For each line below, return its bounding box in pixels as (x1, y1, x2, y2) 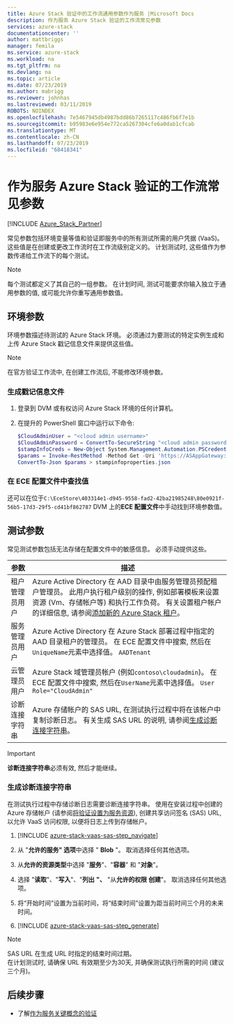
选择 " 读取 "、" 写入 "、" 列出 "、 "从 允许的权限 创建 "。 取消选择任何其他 (17, 875, 221, 883)
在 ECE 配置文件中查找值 (7, 476, 89, 486)
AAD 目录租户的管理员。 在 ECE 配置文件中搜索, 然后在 (32, 636, 212, 646)
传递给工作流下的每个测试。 (13, 251, 93, 259)
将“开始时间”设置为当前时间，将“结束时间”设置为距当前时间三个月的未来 (17, 898, 224, 907)
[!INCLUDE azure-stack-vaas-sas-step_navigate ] (17, 831, 159, 839)
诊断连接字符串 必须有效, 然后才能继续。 (7, 763, 120, 771)
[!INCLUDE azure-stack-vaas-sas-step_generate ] (17, 921, 159, 930)
